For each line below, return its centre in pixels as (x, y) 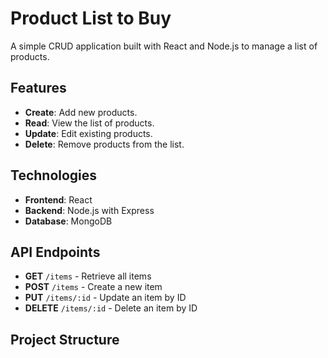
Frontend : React (58, 199)
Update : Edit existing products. (88, 133)
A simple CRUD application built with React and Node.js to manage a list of (164, 46)
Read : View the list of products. (89, 123)
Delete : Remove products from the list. (104, 144)
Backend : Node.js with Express (89, 210)
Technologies (54, 175)
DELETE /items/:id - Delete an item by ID (111, 308)
